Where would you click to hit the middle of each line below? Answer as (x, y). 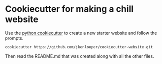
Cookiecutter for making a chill (69, 9)
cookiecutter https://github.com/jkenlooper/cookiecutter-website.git (79, 47)
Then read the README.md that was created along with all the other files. (80, 56)
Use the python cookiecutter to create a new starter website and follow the (81, 33)
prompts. (14, 38)
